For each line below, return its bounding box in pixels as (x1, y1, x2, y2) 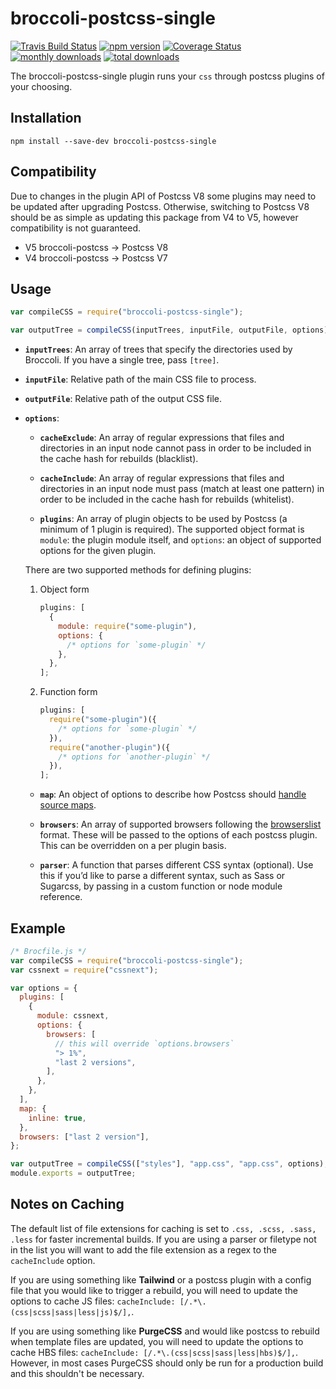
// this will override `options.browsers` (54, 1038, 235, 1049)
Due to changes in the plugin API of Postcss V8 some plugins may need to (10, 190, 317, 202)
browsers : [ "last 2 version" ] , (19, 1132, 150, 1142)
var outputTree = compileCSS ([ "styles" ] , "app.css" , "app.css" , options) (10, 1159, 325, 1169)
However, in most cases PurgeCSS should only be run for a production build (10, 1357, 324, 1369)
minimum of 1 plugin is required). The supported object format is (39, 523, 305, 536)
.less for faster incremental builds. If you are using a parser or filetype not (10, 1233, 317, 1245)
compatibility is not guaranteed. (10, 222, 142, 234)
